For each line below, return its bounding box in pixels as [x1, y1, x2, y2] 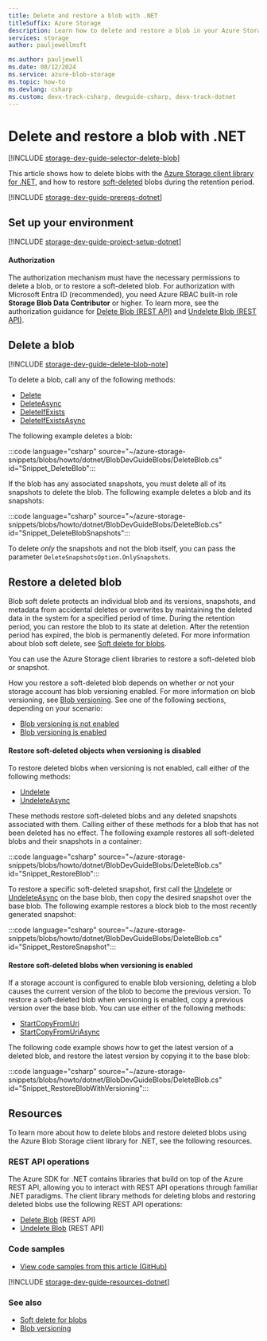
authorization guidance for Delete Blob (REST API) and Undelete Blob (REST [8, 307, 257, 316]
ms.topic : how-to [8, 77, 66, 86]
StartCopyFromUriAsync [19, 1027, 101, 1037]
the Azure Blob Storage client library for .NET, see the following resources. [8, 1136, 253, 1146]
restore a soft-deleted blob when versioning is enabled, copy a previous [8, 995, 244, 1005]
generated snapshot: [8, 910, 77, 919]
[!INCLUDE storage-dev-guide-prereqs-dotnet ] [8, 193, 163, 202]
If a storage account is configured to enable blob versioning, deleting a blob [8, 978, 257, 988]
